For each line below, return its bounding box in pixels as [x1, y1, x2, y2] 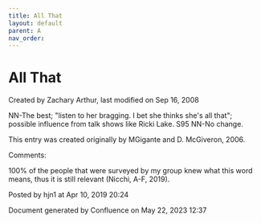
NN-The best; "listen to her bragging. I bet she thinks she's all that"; [8, 111, 233, 120]
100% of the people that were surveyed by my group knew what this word [8, 166, 253, 176]
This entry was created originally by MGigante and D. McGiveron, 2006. [8, 135, 246, 144]
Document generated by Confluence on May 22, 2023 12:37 [8, 205, 207, 215]
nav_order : [8, 34, 45, 43]
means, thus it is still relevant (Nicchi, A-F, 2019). [8, 174, 170, 184]
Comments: [8, 150, 47, 160]
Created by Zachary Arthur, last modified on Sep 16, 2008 [8, 95, 199, 105]
